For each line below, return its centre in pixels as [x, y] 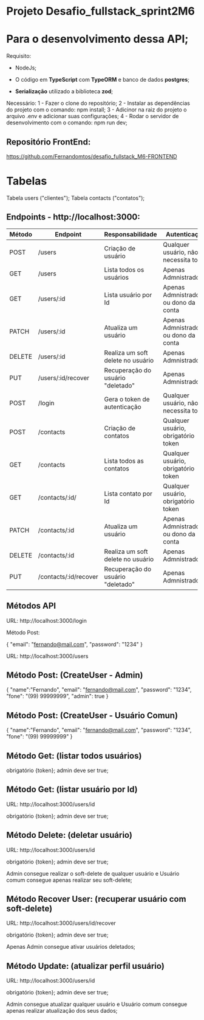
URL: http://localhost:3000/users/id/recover [61, 923]
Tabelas [27, 181]
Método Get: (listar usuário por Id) [72, 789]
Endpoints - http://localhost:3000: [73, 217]
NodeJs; [26, 68]
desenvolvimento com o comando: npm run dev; [67, 122]
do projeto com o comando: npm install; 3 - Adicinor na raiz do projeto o [97, 110]
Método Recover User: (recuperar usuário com [96, 899]
